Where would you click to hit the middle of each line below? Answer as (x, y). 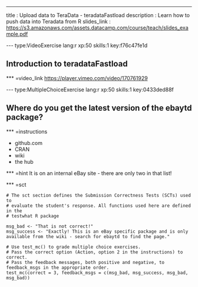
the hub (24, 161)
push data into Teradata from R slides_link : (58, 22)
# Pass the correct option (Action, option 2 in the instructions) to (95, 252)
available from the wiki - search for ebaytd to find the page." (88, 236)
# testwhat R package (33, 216)
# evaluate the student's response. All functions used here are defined (99, 206)
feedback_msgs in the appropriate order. (58, 268)
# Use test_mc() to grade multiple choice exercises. (74, 247)
